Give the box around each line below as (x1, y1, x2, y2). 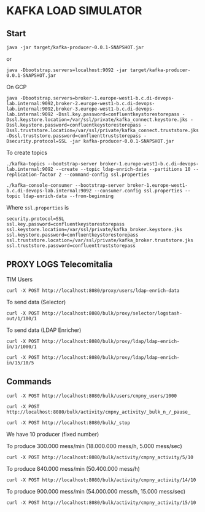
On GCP (6, 84, 27, 90)
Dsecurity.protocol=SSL (6, 138, 68, 144)
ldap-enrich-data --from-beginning (22, 193, 114, 199)
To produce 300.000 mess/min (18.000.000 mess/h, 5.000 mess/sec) (6, 442, 182, 449)
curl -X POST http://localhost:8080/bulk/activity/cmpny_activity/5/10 (6, 454, 193, 460)
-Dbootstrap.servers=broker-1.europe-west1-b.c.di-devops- (20, 95, 174, 101)
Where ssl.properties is (6, 204, 69, 211)
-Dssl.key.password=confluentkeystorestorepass (55, 111, 180, 117)
